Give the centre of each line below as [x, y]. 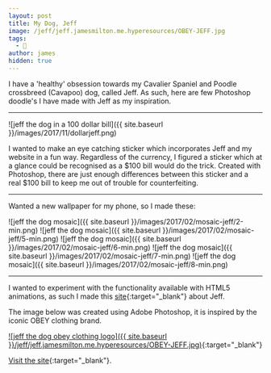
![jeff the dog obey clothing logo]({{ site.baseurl [88, 336]
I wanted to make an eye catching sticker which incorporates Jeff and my [130, 148]
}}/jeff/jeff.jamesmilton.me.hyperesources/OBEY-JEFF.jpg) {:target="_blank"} [135, 345]
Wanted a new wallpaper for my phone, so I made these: [102, 206]
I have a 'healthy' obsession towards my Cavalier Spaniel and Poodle [123, 84]
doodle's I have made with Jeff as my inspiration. [90, 101]
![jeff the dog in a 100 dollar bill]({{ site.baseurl [86, 124]
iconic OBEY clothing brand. [55, 321]
